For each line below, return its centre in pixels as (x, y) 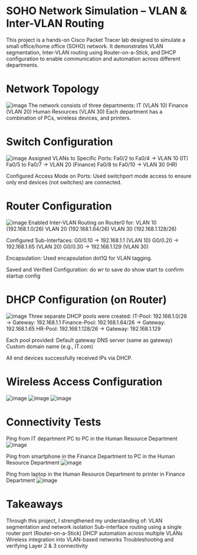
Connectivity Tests (54, 422)
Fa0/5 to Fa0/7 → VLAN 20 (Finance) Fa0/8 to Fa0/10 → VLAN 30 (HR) (92, 164)
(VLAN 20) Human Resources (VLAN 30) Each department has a (84, 111)
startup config (23, 276)
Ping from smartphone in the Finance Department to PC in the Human (91, 456)
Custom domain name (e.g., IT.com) (50, 346)
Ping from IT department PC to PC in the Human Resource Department (92, 438)
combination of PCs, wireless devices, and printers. (69, 118)
